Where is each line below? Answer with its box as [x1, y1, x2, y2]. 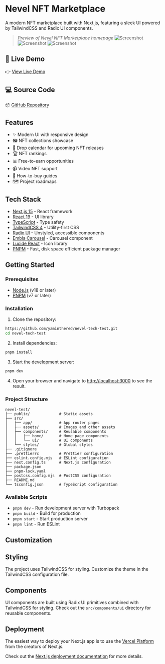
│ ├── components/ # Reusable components [5, 429, 107, 434]
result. [12, 383, 26, 389]
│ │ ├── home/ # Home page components [5, 433, 109, 438]
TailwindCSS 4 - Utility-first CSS [12, 225, 79, 231]
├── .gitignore [5, 446, 37, 451]
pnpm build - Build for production [12, 510, 81, 516]
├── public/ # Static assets [5, 411, 93, 416]
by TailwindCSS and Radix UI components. [5, 25, 93, 31]
